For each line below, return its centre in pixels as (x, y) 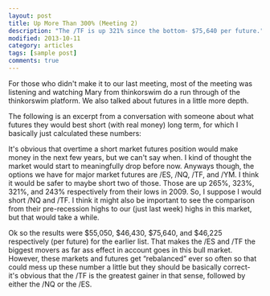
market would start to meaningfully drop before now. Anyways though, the (131, 166)
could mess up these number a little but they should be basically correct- (129, 267)
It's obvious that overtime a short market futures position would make (123, 149)
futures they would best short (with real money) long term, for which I (123, 125)
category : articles (41, 46)
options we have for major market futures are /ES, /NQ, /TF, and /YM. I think (134, 175)
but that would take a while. (54, 217)
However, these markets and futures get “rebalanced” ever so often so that (133, 258)
